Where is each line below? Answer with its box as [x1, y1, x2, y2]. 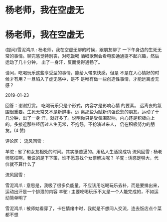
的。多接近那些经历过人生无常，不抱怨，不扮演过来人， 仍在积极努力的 [5, 121, 151, 127]
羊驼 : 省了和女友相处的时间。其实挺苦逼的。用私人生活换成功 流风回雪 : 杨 [5, 149, 158, 155]
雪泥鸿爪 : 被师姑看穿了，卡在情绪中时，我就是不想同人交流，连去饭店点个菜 [5, 206, 162, 212]
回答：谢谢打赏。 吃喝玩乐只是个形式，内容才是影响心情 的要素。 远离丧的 [5, 103, 158, 109]
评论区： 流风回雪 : [5, 138, 44, 144]
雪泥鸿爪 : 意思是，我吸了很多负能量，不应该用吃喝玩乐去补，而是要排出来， [5, 183, 162, 189]
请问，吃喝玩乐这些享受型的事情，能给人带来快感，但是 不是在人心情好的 [5, 70, 155, 76]
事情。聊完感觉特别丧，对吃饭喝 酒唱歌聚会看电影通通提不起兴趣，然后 [13, 53, 160, 59]
